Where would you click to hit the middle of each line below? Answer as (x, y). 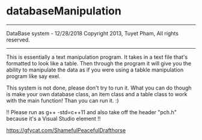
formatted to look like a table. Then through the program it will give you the (99, 63)
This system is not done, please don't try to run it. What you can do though (99, 88)
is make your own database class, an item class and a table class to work (97, 94)
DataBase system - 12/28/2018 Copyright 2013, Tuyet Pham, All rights (93, 33)
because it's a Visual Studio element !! (54, 118)
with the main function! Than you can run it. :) (63, 100)
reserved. (18, 40)
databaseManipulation (64, 11)
